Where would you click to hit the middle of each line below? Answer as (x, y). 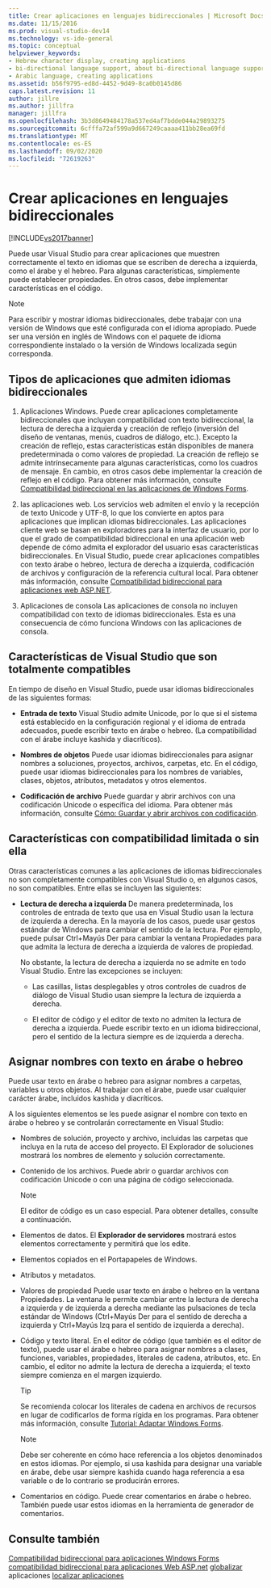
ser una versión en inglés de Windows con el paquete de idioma (115, 337)
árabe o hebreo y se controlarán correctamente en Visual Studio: (116, 1123)
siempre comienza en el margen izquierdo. (91, 1375)
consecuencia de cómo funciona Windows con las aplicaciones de (131, 623)
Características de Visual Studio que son (113, 657)
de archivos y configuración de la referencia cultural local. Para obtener (139, 573)
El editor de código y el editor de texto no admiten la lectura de (137, 1019)
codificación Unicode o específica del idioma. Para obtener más (126, 804)
